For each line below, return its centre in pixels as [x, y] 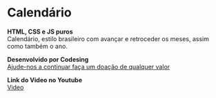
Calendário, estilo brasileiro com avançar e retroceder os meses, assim [108, 38]
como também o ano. [37, 46]
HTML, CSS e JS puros [40, 32]
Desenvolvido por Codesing [48, 59]
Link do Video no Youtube [45, 79]
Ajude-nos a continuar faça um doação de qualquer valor [89, 66]
